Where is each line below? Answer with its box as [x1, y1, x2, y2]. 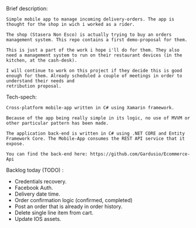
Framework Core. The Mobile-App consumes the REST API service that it [6, 136, 185, 142]
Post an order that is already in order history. [14, 203, 123, 210]
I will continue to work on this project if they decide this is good [6, 68, 183, 73]
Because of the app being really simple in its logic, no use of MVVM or [6, 115, 191, 121]
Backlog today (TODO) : [6, 167, 64, 173]
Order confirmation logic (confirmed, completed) [14, 197, 133, 203]
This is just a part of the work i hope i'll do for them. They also [6, 47, 180, 53]
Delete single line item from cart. [14, 209, 94, 216]
